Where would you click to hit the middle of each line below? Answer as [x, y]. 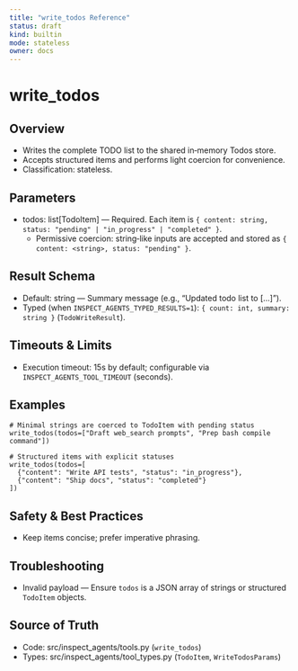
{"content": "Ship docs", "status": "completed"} [112, 481]
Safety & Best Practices [76, 516]
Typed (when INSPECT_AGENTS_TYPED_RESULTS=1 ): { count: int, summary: [156, 308]
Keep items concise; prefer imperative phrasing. [111, 538]
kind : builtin [36, 34]
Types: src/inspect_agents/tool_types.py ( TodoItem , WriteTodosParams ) [151, 657]
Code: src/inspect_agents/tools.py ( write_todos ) [112, 647]
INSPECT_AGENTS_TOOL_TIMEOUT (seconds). [97, 376]
